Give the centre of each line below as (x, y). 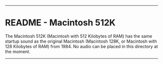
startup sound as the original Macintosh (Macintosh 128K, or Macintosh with (81, 41)
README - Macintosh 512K (60, 23)
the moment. (18, 51)
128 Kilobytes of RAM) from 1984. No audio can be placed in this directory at (81, 46)
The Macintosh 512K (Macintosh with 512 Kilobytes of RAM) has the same (79, 36)
